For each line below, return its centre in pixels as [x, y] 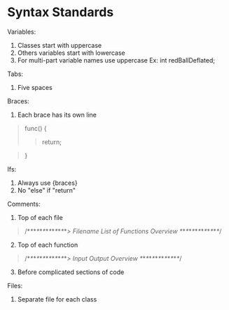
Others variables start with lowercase [71, 53]
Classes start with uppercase [60, 45]
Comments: [24, 204]
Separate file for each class [57, 299]
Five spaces [35, 87]
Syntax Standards [61, 12]
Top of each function [48, 245]
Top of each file [40, 217]
